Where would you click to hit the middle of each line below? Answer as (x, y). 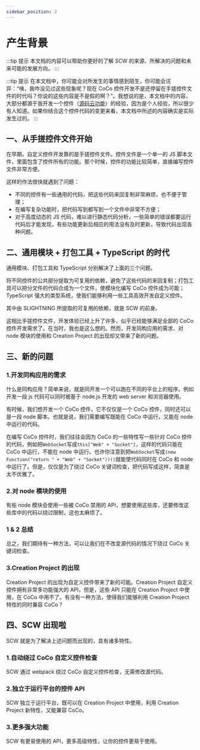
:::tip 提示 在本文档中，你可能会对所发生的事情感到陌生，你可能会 (86, 81)
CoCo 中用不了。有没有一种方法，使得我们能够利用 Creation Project (106, 597)
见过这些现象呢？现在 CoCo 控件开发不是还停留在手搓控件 (116, 88)
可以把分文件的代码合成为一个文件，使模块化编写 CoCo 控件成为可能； (98, 288)
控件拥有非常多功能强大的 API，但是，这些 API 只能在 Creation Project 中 (95, 589)
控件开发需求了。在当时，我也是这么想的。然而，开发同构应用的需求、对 (95, 328)
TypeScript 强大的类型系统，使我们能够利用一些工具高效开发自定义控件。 (96, 295)
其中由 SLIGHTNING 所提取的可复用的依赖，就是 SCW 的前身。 (83, 308)
